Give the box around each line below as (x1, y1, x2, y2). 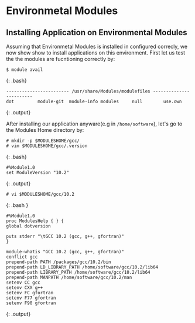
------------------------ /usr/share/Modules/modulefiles (6, 89, 150, 94)
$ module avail (6, 67, 43, 73)
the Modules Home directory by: (6, 127, 84, 133)
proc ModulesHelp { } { (6, 218, 64, 224)
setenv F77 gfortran (6, 295, 57, 301)
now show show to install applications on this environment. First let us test (6, 49, 186, 56)
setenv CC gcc (6, 280, 41, 285)
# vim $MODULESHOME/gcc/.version (6, 143, 88, 149)
